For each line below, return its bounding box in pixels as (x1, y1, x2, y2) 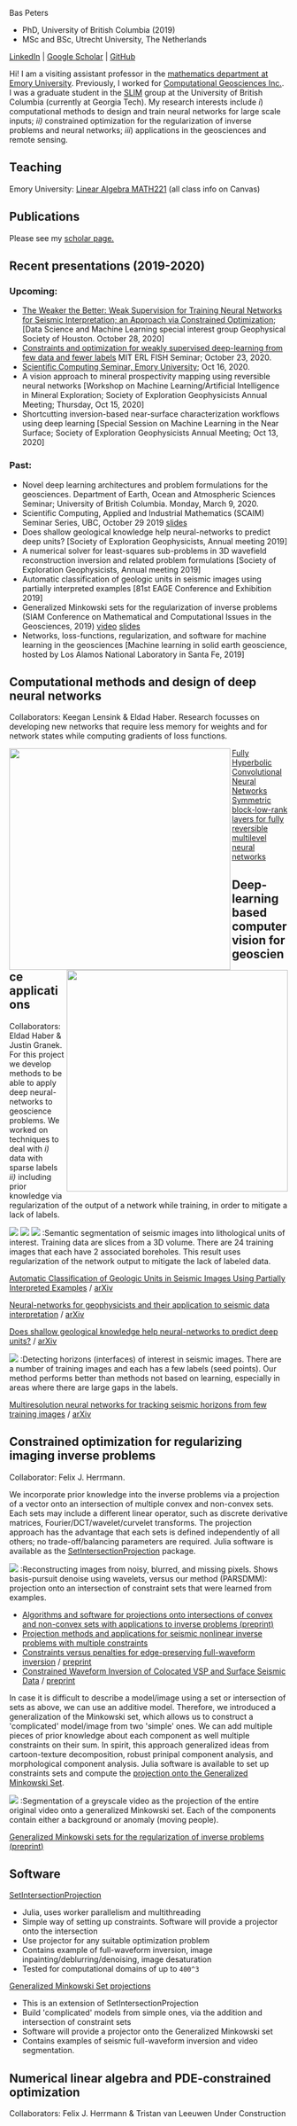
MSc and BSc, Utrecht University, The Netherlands (21, 35, 208, 44)
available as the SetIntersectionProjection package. (9, 1545, 196, 1556)
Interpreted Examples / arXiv (9, 1282, 113, 1293)
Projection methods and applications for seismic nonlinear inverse (21, 1628, 263, 1638)
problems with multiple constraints (21, 1637, 148, 1648)
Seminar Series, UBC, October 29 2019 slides (21, 517, 187, 528)
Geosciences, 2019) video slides (21, 621, 141, 631)
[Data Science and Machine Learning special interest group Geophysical (21, 324, 286, 335)
